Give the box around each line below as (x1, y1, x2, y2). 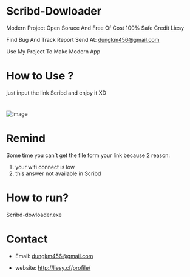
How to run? (6, 191, 69, 205)
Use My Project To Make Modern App (6, 47, 101, 55)
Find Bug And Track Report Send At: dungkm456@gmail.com (6, 36, 160, 43)
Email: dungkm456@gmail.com (15, 252, 93, 259)
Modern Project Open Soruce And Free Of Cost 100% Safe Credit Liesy (6, 24, 184, 32)
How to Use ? (6, 69, 74, 83)
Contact (6, 232, 48, 246)
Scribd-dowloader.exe (6, 211, 62, 218)
